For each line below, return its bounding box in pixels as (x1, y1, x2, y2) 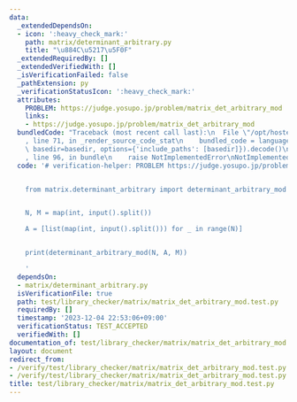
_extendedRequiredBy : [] (17, 54, 109, 63)
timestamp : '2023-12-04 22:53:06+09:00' (17, 313, 168, 323)
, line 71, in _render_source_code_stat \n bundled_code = (25, 136, 255, 145)
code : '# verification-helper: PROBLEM (17, 161, 164, 170)
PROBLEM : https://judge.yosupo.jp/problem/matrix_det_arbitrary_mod (25, 104, 283, 112)
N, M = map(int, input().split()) (25, 209, 152, 218)
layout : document (9, 346, 73, 355)
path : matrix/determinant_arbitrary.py (25, 37, 172, 47)
